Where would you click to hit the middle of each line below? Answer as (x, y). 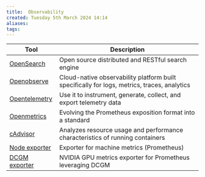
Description (128, 49)
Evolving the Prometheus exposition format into (127, 112)
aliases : (17, 23)
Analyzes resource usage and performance (121, 130)
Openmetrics (28, 117)
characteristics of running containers (112, 138)
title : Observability (35, 12)
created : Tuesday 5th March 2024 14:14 (57, 18)
